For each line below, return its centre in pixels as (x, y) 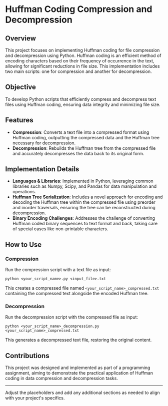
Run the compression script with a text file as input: (58, 270)
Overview (21, 38)
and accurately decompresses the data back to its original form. (78, 153)
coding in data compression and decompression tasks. (62, 379)
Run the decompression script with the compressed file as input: (72, 317)
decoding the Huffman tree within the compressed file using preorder (84, 202)
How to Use (23, 244)
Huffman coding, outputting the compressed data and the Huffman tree (86, 137)
